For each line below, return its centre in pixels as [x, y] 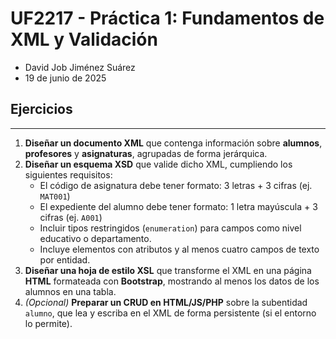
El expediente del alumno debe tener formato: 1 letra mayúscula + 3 [178, 206]
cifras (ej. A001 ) [71, 217]
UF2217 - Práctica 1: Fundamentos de [167, 18]
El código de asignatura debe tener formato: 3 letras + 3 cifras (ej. [176, 185]
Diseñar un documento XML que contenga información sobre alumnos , [173, 143]
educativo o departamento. [95, 238]
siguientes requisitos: [68, 174]
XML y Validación [84, 39]
